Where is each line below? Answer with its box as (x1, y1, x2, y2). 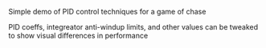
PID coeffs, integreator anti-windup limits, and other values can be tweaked (8, 22, 259, 31)
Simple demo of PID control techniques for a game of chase (8, 7, 207, 16)
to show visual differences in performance (8, 31, 149, 40)
